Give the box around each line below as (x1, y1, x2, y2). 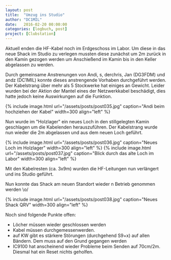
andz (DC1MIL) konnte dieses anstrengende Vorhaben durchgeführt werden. (5, 77, 167, 83)
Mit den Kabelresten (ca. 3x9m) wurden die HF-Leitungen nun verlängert (5, 166, 159, 171)
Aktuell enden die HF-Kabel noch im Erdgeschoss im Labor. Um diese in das (5, 46, 166, 51)
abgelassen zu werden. (5, 62, 55, 68)
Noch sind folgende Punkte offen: (5, 212, 76, 218)
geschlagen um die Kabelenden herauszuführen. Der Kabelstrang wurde (5, 124, 158, 130)
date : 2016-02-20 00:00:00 (5, 21, 67, 27)
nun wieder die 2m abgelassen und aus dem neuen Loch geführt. (5, 129, 143, 136)
